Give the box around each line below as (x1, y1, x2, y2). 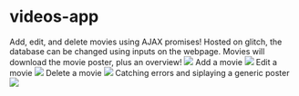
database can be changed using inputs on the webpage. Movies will (9, 45, 265, 56)
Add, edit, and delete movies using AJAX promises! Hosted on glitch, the (9, 36, 283, 47)
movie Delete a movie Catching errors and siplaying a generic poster (9, 67, 290, 78)
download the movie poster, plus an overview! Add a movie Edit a (9, 56, 278, 67)
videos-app (9, 6, 99, 27)
